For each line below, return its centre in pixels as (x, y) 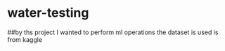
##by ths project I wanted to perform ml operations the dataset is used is (113, 32)
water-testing (48, 13)
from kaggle (25, 39)
